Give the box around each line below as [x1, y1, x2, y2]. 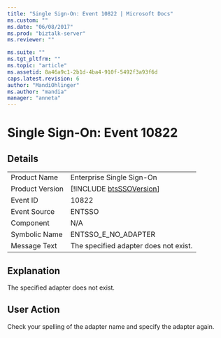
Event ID [10, 196, 38, 205]
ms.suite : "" [7, 49, 45, 56]
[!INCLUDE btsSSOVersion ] [70, 184, 160, 194]
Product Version [10, 184, 64, 194]
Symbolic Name [10, 229, 63, 239]
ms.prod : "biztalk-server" [7, 29, 86, 37]
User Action [7, 304, 61, 316]
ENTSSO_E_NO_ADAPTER [70, 229, 156, 239]
